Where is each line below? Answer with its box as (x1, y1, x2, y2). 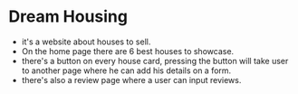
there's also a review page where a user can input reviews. (21, 74, 242, 85)
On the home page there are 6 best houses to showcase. (21, 45, 235, 56)
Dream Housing (8, 6, 129, 27)
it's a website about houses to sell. (21, 36, 151, 47)
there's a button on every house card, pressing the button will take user (21, 55, 289, 66)
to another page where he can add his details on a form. (21, 65, 232, 76)
